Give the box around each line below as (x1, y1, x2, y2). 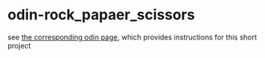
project (7, 40, 31, 50)
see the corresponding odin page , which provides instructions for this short (7, 32, 258, 42)
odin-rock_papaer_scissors (7, 6, 195, 24)
